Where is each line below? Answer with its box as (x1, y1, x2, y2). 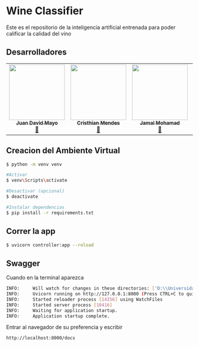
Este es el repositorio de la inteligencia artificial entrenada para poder (6, 24, 176, 31)
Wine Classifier (6, 4, 84, 18)
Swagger (6, 258, 40, 268)
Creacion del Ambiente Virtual (6, 146, 120, 156)
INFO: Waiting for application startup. (6, 307, 118, 313)
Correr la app (6, 226, 56, 236)
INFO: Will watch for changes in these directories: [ (6, 285, 155, 291)
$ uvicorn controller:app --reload (6, 242, 94, 248)
